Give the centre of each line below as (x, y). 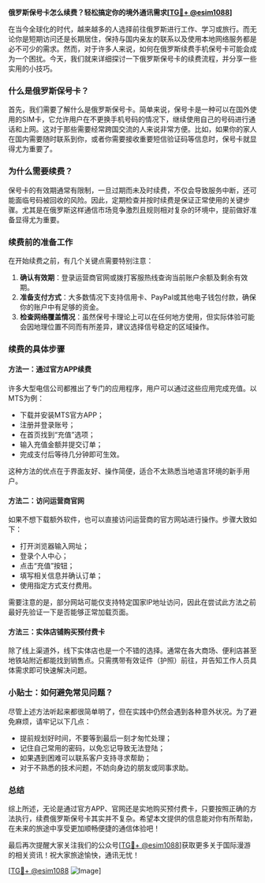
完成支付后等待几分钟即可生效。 (71, 455)
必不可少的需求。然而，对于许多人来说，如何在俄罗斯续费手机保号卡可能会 (129, 49)
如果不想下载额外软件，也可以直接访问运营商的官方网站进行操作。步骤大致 (129, 520)
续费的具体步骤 (37, 348)
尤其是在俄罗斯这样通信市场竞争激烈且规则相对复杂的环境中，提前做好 (136, 210)
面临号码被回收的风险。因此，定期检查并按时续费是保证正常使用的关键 (129, 199)
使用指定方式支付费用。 (58, 586)
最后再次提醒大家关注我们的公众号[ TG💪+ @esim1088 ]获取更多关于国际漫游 (129, 845)
